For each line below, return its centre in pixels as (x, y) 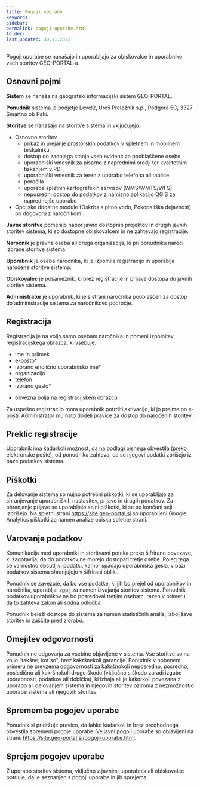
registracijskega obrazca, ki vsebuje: (51, 342)
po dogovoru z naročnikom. (49, 213)
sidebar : (17, 23)
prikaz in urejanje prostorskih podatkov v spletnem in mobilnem (102, 143)
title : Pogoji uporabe (34, 12)
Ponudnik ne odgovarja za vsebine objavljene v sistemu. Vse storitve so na (98, 653)
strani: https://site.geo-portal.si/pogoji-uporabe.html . (71, 737)
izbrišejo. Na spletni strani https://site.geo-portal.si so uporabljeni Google (96, 513)
